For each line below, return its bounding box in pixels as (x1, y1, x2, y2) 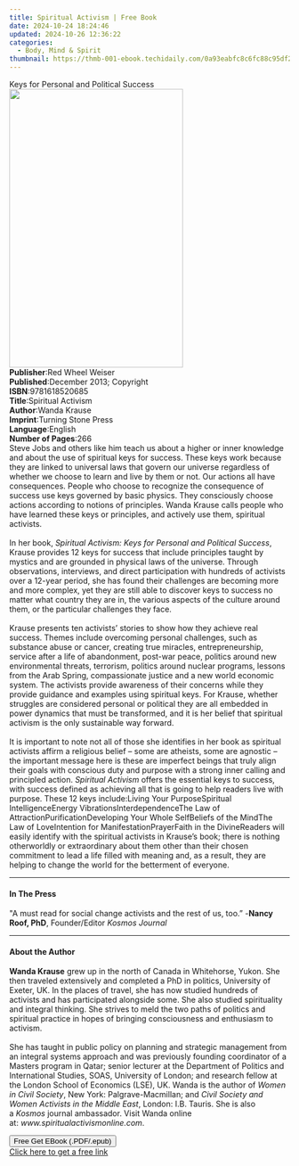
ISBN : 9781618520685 (9, 386, 89, 397)
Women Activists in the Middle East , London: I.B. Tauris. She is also (9, 1098, 256, 1110)
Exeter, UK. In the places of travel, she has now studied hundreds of (9, 985, 259, 996)
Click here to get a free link (9, 1146, 109, 1157)
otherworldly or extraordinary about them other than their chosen (9, 841, 249, 851)
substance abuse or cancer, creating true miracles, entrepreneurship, (9, 642, 264, 652)
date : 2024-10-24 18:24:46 (9, 21, 109, 30)
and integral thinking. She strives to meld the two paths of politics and (9, 1004, 265, 1014)
